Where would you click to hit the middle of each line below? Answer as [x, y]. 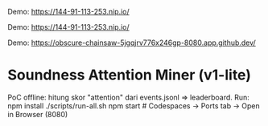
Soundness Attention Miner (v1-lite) [129, 75]
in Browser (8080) [38, 114]
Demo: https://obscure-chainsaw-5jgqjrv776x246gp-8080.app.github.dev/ [132, 43]
